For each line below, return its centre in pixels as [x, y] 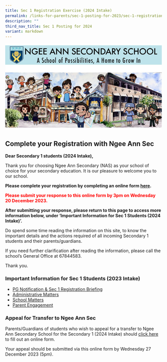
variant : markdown [24, 32]
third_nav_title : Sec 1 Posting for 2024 [49, 26]
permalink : [16, 16]
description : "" [22, 21]
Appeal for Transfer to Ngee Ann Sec [50, 318]
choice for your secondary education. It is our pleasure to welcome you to [81, 171]
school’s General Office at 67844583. [43, 256]
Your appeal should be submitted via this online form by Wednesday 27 [78, 349]
